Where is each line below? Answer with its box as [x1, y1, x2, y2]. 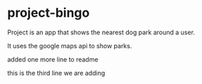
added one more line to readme [7, 55, 99, 64]
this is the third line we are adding [7, 69, 106, 77]
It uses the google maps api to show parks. [7, 41, 132, 50]
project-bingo [7, 5, 90, 21]
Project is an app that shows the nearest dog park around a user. [7, 28, 196, 36]
